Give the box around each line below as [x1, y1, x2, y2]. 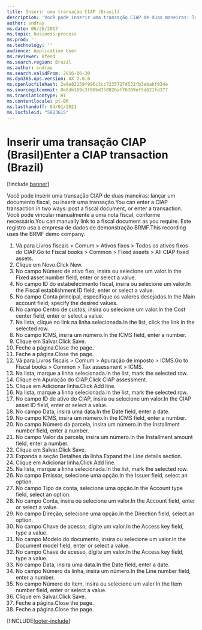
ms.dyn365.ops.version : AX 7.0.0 [7, 76, 91, 82]
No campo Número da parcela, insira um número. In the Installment [15, 421, 180, 428]
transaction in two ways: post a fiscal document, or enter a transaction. [7, 205, 183, 212]
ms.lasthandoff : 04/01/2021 [7, 103, 77, 110]
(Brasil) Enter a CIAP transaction [7, 148, 168, 162]
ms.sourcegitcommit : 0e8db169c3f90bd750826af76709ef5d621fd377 [7, 87, 168, 93]
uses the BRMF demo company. [7, 231, 86, 238]
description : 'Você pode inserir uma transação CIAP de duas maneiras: [7, 14, 189, 20]
